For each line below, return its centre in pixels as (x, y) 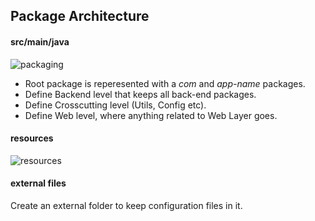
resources (32, 138)
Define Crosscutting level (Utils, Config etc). (115, 105)
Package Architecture (80, 16)
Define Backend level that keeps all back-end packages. (140, 94)
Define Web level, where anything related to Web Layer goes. (151, 115)
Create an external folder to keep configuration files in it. (126, 205)
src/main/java (40, 41)
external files (38, 183)
